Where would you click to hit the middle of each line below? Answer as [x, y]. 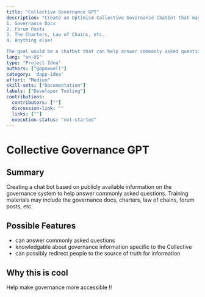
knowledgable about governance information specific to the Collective [103, 247]
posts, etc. [20, 207]
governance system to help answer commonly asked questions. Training [97, 194]
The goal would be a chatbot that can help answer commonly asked [92, 52]
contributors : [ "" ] [37, 103]
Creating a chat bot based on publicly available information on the [89, 187]
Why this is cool [37, 273]
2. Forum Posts [26, 29]
